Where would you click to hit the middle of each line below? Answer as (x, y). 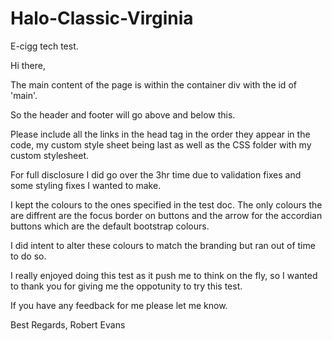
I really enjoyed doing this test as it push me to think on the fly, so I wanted (164, 275)
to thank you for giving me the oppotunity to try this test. (126, 286)
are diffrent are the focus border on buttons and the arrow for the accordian (166, 215)
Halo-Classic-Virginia (102, 18)
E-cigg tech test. (44, 46)
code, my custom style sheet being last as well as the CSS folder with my (161, 144)
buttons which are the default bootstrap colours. (110, 226)
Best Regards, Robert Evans (68, 324)
